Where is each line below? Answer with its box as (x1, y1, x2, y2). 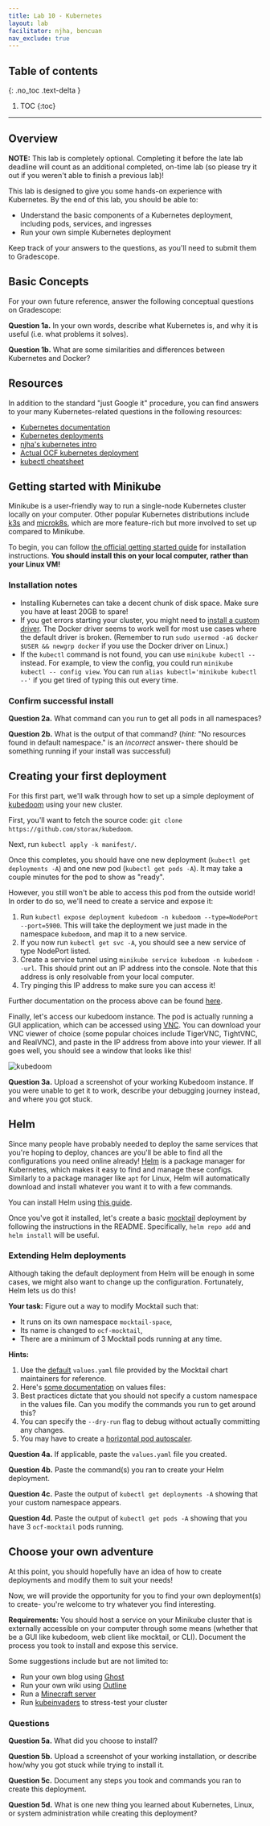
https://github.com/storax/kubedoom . (8, 824, 133, 833)
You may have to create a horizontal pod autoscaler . (19, 1434, 193, 1443)
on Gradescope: (8, 305, 62, 314)
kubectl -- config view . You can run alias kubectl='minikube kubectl (19, 666, 257, 676)
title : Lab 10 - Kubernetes (8, 11, 103, 20)
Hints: (8, 1349, 30, 1359)
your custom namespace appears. (8, 1497, 122, 1507)
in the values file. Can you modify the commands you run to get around (19, 1399, 256, 1409)
